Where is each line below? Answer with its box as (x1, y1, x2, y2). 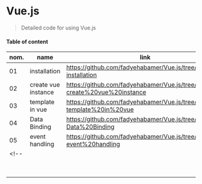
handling (29, 140, 55, 149)
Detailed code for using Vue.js (20, 24, 96, 31)
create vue (29, 81, 60, 89)
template (29, 98, 55, 106)
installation (29, 67, 61, 76)
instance (29, 88, 54, 97)
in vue (29, 105, 47, 114)
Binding (29, 123, 52, 131)
